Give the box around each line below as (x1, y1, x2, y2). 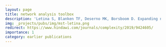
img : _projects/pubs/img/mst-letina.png (5, 21, 90, 26)
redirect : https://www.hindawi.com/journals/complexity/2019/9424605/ (5, 25, 154, 30)
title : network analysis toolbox (5, 12, 74, 17)
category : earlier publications (5, 35, 72, 40)
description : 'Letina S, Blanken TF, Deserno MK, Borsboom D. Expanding (5, 16, 158, 21)
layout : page (5, 7, 32, 12)
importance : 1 (5, 30, 35, 35)
